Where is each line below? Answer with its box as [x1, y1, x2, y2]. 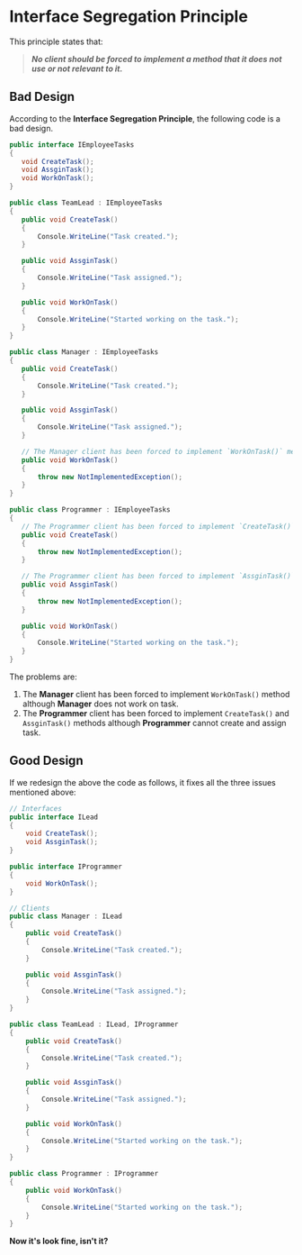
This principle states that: [9, 36, 103, 47]
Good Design [9, 753, 84, 768]
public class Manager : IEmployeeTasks [9, 348, 159, 357]
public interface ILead [9, 813, 99, 822]
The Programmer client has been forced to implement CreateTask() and [22, 708, 289, 718]
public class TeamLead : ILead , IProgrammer [9, 1020, 179, 1029]
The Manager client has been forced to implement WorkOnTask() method [22, 689, 290, 699]
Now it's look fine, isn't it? [9, 1236, 109, 1247]
